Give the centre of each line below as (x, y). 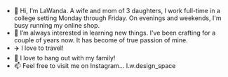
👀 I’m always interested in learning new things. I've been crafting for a (115, 33)
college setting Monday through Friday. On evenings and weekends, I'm (118, 18)
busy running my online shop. (57, 25)
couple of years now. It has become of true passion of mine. (101, 40)
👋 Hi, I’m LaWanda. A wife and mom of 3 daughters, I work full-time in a (117, 11)
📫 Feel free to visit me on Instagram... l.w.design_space (95, 66)
